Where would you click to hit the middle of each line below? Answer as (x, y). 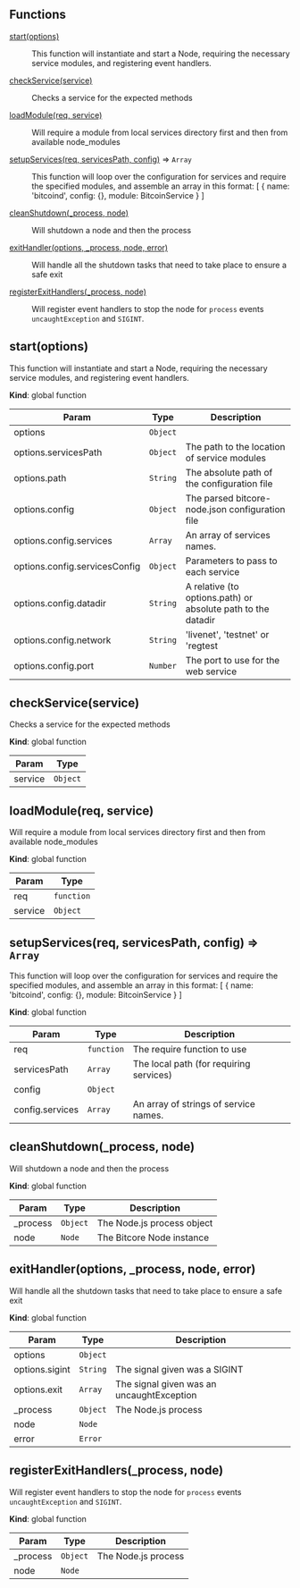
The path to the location (235, 446)
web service (211, 672)
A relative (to (212, 587)
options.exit (38, 1389)
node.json (206, 509)
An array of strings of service (194, 1104)
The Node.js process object (155, 1222)
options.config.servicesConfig (77, 566)
